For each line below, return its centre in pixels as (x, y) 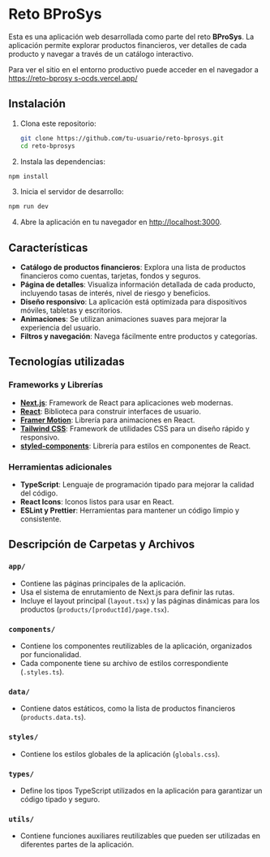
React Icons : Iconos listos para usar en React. (97, 502)
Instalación (37, 104)
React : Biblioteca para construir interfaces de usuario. (110, 411)
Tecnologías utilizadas (66, 362)
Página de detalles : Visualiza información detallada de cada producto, (137, 284)
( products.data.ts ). (53, 717)
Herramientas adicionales (60, 466)
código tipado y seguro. (60, 799)
